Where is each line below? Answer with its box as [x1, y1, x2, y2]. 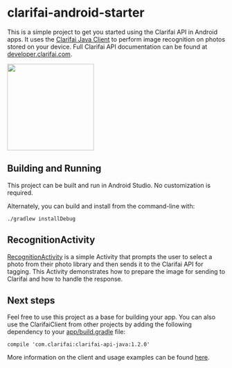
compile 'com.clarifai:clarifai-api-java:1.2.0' [7, 341, 150, 348]
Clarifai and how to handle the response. [7, 274, 123, 283]
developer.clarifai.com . [7, 50, 73, 58]
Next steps [7, 295, 55, 306]
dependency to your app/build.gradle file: [7, 328, 126, 336]
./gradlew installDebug [7, 215, 76, 222]
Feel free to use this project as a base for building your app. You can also [7, 313, 216, 322]
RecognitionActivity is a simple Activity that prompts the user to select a [7, 252, 213, 261]
